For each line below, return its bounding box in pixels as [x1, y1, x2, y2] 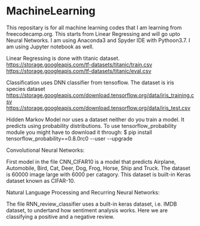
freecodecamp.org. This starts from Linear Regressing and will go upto [6, 30, 181, 37]
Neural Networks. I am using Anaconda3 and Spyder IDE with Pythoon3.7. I [6, 36, 190, 44]
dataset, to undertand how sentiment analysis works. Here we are [6, 206, 168, 213]
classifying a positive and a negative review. [6, 213, 115, 220]
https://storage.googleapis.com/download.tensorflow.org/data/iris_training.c [6, 91, 195, 99]
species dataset [6, 85, 46, 92]
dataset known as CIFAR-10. [6, 177, 76, 184]
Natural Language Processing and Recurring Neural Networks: [6, 188, 160, 196]
